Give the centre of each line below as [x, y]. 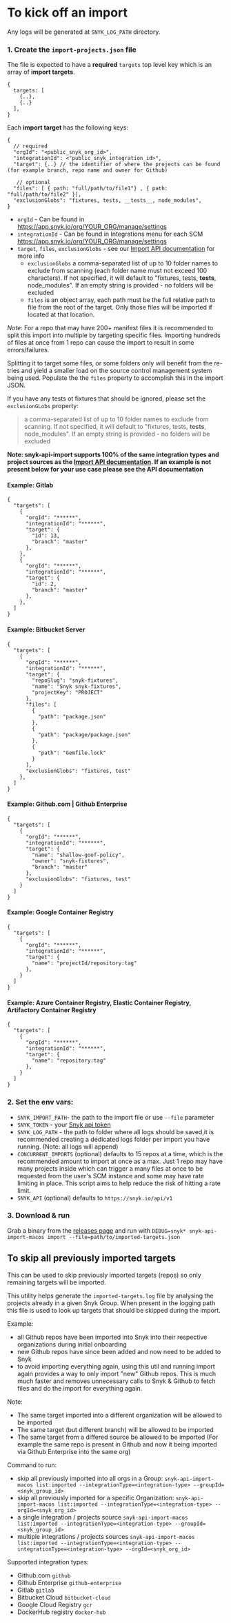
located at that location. [61, 314]
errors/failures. [28, 350]
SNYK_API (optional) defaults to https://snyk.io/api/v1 [95, 1198]
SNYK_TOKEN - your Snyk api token [64, 1125]
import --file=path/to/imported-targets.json [114, 1237]
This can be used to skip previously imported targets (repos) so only [104, 1275]
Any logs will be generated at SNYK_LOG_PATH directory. [84, 32]
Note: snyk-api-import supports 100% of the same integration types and [113, 455]
